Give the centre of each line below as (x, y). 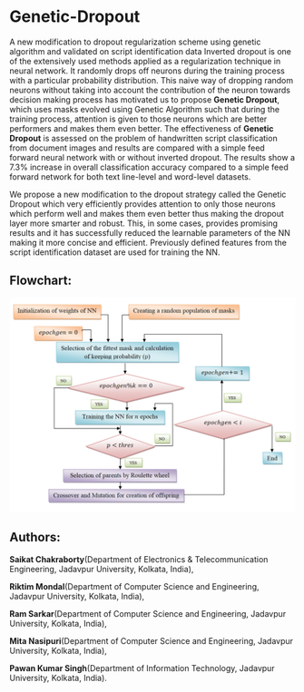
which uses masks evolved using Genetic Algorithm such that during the (144, 109)
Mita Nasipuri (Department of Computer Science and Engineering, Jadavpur (151, 640)
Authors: (35, 537)
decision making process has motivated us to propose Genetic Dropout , (144, 99)
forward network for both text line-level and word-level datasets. (130, 176)
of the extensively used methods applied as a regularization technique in (145, 61)
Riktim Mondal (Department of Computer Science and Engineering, (134, 586)
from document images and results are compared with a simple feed (137, 148)
